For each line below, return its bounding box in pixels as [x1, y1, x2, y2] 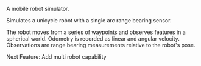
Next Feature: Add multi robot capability [6, 53, 107, 60]
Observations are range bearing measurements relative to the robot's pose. [6, 42, 196, 48]
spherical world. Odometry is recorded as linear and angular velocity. [6, 35, 180, 42]
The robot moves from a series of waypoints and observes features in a [6, 28, 186, 36]
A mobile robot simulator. [6, 5, 69, 12]
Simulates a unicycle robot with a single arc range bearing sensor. [6, 17, 172, 24]
